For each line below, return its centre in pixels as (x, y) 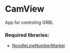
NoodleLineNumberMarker (39, 46)
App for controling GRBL (29, 22)
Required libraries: (27, 35)
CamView (25, 9)
